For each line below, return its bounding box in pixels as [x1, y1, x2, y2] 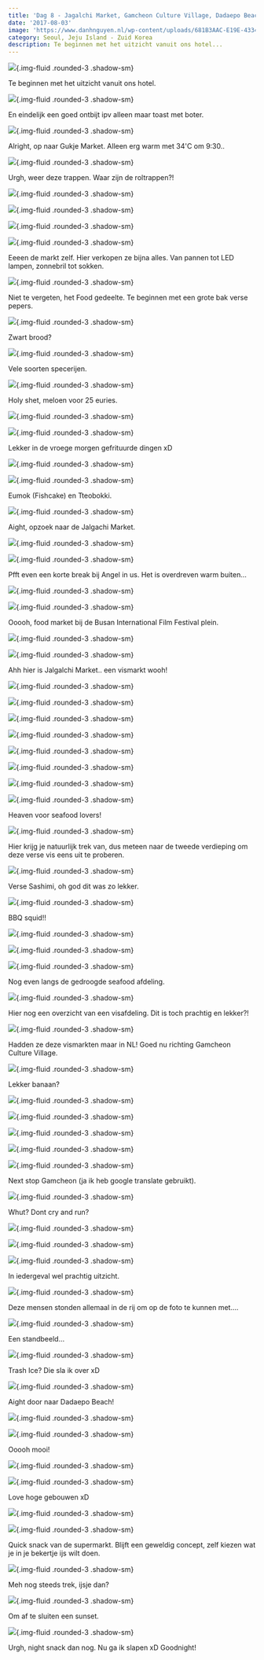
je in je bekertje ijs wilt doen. [8, 1548, 101, 1558]
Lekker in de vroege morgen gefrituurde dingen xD [8, 444, 173, 453]
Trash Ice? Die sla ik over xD [8, 1366, 101, 1375]
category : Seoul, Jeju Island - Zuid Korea [8, 33, 153, 42]
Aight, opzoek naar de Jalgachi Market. [8, 522, 136, 532]
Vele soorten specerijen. [8, 364, 88, 374]
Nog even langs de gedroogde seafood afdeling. [8, 977, 165, 987]
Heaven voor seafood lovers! [8, 811, 102, 820]
